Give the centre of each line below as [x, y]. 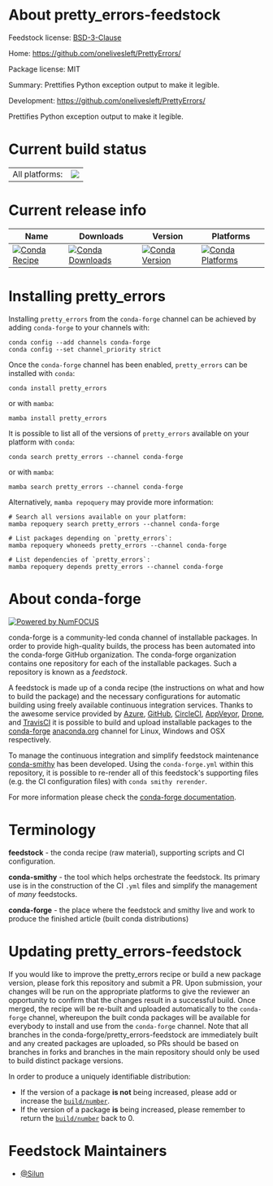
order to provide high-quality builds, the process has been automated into [132, 646]
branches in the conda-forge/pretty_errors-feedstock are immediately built [133, 1035]
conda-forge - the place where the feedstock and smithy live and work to [132, 910]
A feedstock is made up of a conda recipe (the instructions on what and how [136, 687]
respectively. [30, 739]
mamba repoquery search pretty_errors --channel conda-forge [114, 524]
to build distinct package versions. [66, 1061]
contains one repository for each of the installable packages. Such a [123, 663]
